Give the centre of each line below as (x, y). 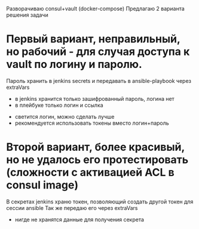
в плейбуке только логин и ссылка (59, 105)
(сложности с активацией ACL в (90, 173)
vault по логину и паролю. (74, 64)
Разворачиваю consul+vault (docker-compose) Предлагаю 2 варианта (96, 9)
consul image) (42, 185)
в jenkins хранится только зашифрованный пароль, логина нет (94, 98)
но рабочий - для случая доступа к (98, 52)
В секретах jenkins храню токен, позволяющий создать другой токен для (100, 202)
